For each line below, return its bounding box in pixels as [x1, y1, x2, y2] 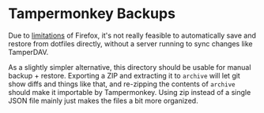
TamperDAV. [8, 47, 49, 56]
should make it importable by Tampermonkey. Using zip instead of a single [8, 87, 251, 97]
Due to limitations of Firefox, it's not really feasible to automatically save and [8, 31, 257, 40]
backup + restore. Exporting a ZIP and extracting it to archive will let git [8, 71, 241, 80]
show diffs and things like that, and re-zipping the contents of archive [8, 79, 236, 89]
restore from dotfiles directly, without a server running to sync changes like [8, 38, 253, 48]
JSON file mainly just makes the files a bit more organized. [8, 96, 199, 105]
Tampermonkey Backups [8, 5, 176, 23]
